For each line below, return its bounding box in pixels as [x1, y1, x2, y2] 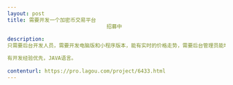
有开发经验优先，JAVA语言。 [7, 55, 77, 62]
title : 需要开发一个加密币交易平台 [7, 17, 96, 23]
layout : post [7, 10, 45, 17]
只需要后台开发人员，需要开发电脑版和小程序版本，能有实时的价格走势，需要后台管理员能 [7, 42, 224, 49]
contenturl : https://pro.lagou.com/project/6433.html [7, 67, 166, 75]
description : [7, 36, 45, 43]
